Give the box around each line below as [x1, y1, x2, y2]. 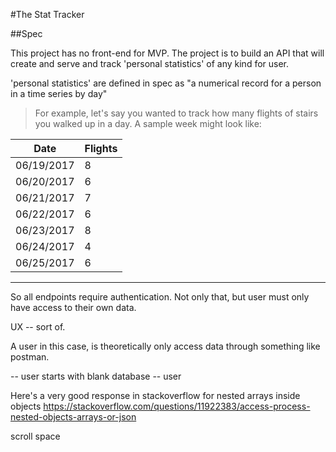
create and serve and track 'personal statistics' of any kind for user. [10, 58, 290, 69]
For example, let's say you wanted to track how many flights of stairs [34, 107, 319, 119]
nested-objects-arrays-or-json [10, 411, 137, 423]
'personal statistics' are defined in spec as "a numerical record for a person [10, 77, 322, 89]
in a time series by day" [10, 88, 108, 99]
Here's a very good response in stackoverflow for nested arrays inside [10, 390, 301, 401]
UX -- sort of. [10, 321, 66, 333]
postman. [10, 351, 50, 363]
